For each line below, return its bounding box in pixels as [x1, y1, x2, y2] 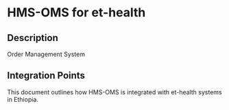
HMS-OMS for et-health [7, 5, 146, 20]
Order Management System [7, 50, 86, 58]
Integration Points [7, 70, 86, 81]
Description [7, 32, 58, 44]
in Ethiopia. [7, 95, 39, 103]
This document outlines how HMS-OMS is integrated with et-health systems [7, 87, 222, 96]
